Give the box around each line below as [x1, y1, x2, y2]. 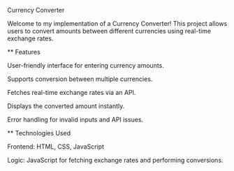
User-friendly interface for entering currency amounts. [7, 61, 164, 69]
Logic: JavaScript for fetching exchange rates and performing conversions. [7, 156, 224, 164]
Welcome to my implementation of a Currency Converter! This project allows [7, 20, 228, 27]
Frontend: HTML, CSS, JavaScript [7, 142, 105, 151]
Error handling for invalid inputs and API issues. [7, 115, 144, 124]
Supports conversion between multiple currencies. [7, 75, 153, 83]
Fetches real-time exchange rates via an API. [7, 89, 136, 96]
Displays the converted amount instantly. [7, 102, 125, 110]
